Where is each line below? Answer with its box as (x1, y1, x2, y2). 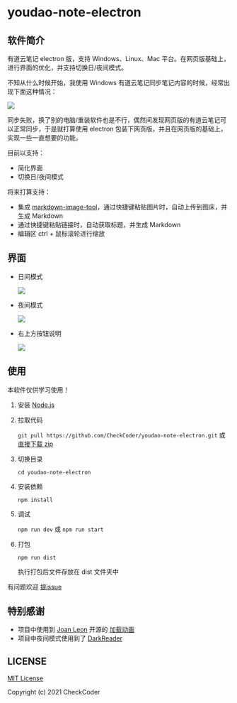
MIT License (7, 674, 44, 682)
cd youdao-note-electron (17, 469, 91, 476)
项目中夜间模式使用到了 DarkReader (17, 634, 122, 643)
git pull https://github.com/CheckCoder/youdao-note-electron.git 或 (17, 430, 226, 439)
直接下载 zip (17, 440, 54, 448)
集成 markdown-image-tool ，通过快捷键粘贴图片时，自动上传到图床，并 (17, 203, 228, 211)
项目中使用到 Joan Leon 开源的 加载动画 (17, 626, 134, 634)
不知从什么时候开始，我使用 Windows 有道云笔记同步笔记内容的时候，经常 (7, 79, 224, 87)
